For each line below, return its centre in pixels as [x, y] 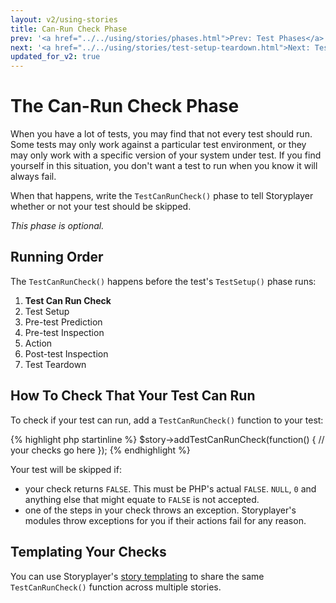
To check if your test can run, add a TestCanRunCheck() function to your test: [167, 420]
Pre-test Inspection [64, 332]
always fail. [33, 177]
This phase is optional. [57, 226]
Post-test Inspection [66, 353]
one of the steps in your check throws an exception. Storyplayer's [160, 510]
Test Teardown [55, 364]
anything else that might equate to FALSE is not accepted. [142, 499]
